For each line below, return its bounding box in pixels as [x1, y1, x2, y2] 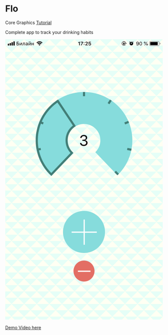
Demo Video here [5, 324, 41, 330]
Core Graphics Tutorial [5, 19, 52, 25]
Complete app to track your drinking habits [5, 29, 93, 35]
